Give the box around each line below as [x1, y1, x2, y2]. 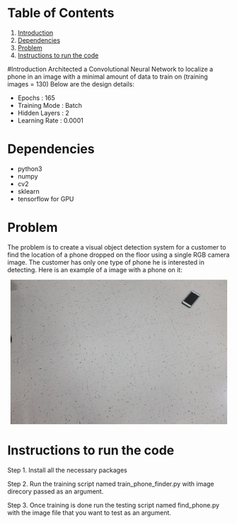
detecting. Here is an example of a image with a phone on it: [7, 265, 183, 274]
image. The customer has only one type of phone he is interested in [7, 257, 205, 267]
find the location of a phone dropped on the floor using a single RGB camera [7, 250, 230, 259]
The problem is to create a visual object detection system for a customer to [7, 243, 226, 251]
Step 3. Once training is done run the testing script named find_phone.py [7, 501, 220, 509]
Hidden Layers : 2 [17, 108, 69, 117]
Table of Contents [7, 5, 115, 21]
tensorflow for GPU [17, 194, 74, 203]
